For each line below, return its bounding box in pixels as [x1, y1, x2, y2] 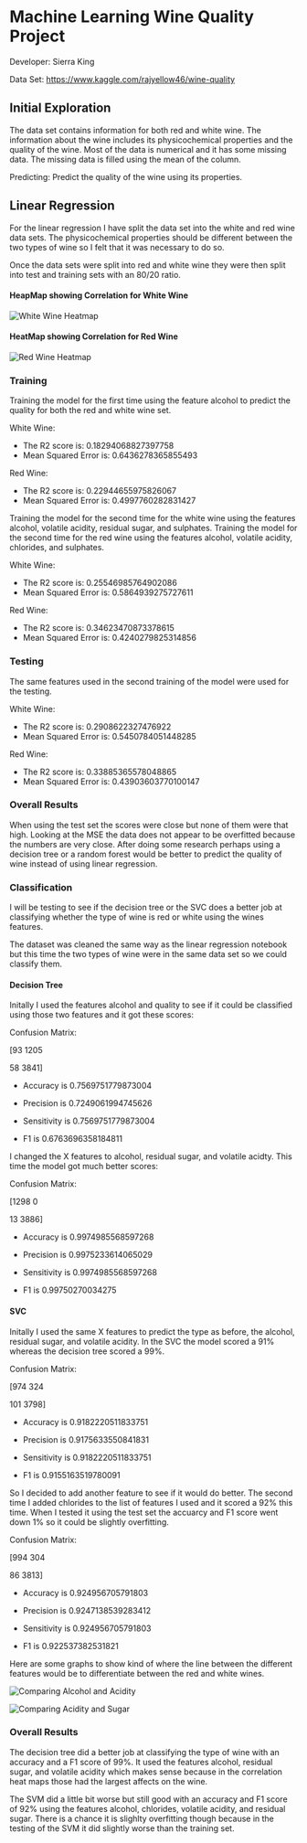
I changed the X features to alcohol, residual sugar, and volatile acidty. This [9, 1151, 292, 1162]
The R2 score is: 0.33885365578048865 [22, 766, 176, 777]
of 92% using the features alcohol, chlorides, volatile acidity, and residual [9, 1803, 286, 1814]
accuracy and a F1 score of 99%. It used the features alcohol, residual [9, 1756, 273, 1767]
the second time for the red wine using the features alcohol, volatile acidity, [9, 532, 293, 543]
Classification [9, 880, 73, 893]
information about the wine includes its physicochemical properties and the [9, 134, 293, 145]
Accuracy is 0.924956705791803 [22, 1587, 149, 1598]
